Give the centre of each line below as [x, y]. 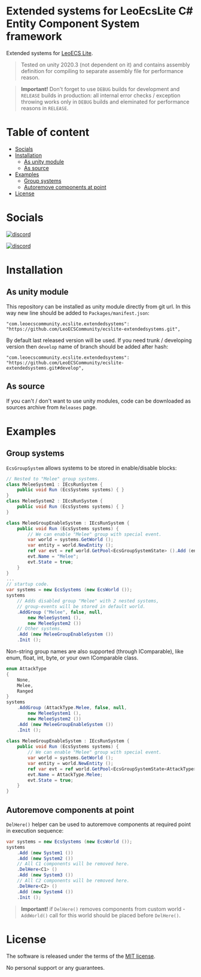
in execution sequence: [35, 830]
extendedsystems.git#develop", [45, 368]
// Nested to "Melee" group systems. [53, 479]
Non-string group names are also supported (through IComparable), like [95, 651]
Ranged [25, 691]
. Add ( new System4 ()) [45, 892]
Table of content [48, 132]
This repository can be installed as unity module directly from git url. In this [98, 306]
